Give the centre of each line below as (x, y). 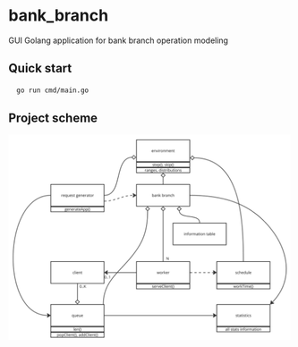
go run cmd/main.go (53, 90)
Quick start (40, 68)
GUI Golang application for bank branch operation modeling (119, 40)
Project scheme (53, 118)
